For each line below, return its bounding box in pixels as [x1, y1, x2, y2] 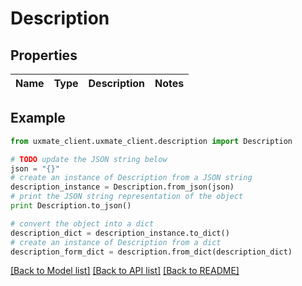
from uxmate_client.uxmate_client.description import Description [10, 136, 293, 146]
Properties [10, 47, 78, 64]
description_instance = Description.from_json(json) [10, 182, 235, 192]
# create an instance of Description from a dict [10, 237, 222, 247]
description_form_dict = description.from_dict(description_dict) [10, 247, 293, 257]
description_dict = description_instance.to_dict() [10, 228, 230, 238]
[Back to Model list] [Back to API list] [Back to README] [10, 265, 240, 277]
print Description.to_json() [10, 201, 132, 211]
